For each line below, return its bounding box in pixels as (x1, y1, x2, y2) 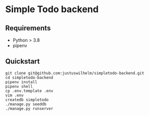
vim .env (5, 93, 24, 98)
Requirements (5, 24, 51, 32)
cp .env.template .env (5, 88, 53, 93)
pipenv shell (5, 84, 33, 89)
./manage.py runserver (5, 106, 53, 111)
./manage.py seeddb (5, 101, 47, 107)
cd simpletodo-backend (5, 75, 53, 80)
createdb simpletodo (5, 97, 49, 102)
